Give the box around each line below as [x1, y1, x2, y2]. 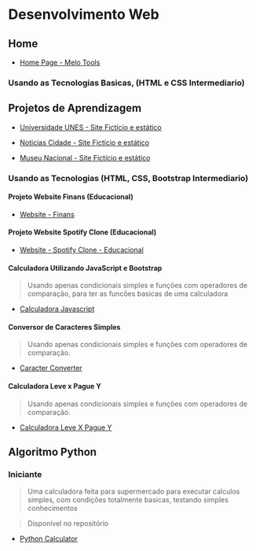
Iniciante [8, 468, 42, 479]
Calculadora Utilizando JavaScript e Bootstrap [8, 263, 163, 272]
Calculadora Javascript [19, 305, 95, 314]
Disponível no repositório [27, 519, 108, 528]
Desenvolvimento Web [8, 6, 159, 24]
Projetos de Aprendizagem [8, 102, 142, 115]
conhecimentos [27, 504, 79, 513]
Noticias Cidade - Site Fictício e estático [19, 138, 150, 147]
